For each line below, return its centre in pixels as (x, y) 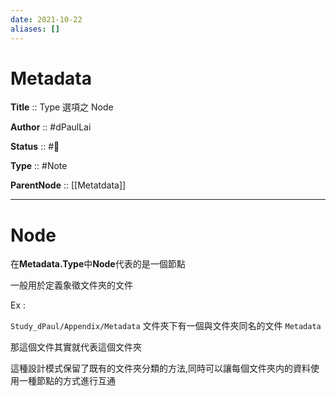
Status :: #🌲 (35, 147)
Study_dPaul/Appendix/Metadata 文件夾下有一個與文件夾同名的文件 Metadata (166, 326)
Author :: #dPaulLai (51, 127)
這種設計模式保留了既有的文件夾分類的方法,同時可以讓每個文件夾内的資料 (161, 368)
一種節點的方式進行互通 (67, 381)
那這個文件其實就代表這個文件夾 (76, 347)
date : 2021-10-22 (46, 19)
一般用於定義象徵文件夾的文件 (71, 285)
